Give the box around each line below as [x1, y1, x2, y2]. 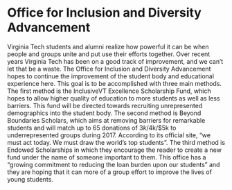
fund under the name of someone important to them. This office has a [7, 153, 206, 161]
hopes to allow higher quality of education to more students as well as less [7, 94, 220, 102]
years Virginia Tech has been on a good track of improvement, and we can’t [7, 57, 224, 65]
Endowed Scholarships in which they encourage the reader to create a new [7, 146, 222, 154]
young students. [7, 175, 54, 183]
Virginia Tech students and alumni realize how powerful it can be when [7, 42, 209, 51]
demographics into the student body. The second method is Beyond [7, 109, 202, 117]
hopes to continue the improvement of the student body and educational [7, 71, 215, 80]
